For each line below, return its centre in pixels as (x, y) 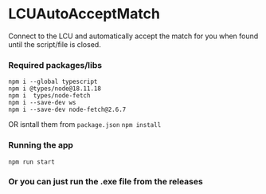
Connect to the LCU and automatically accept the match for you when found (133, 36)
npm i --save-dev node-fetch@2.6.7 (67, 110)
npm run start (32, 162)
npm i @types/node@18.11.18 (55, 89)
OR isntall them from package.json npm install (85, 125)
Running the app (41, 145)
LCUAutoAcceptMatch (84, 14)
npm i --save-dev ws (43, 103)
